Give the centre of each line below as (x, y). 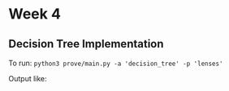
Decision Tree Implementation (86, 44)
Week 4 (35, 14)
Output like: (28, 79)
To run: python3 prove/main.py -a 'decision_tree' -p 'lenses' (116, 63)
